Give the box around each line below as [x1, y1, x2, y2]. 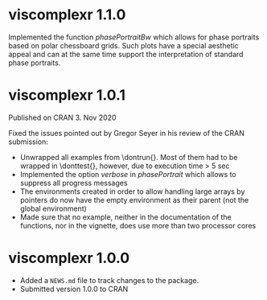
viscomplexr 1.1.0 [8, 6, 126, 24]
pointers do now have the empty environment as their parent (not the [19, 195, 249, 204]
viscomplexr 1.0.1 [8, 86, 126, 105]
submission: [8, 137, 48, 146]
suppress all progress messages [19, 178, 128, 187]
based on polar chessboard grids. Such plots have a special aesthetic [8, 40, 239, 50]
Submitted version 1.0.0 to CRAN [19, 284, 129, 294]
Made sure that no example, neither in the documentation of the [19, 212, 232, 222]
